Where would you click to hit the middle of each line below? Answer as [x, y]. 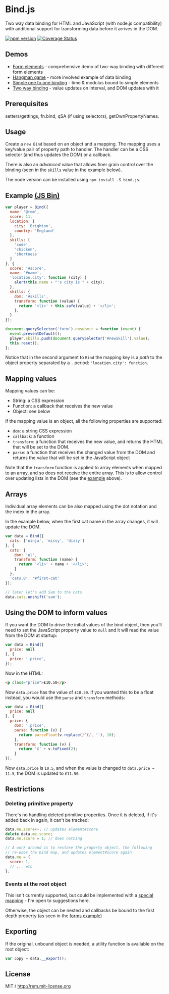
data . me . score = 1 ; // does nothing [44, 839]
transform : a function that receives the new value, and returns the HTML [88, 442]
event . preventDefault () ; [36, 334]
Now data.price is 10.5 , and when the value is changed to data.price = [80, 768]
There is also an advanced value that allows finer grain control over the [79, 165]
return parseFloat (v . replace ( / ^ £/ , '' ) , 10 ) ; [67, 735]
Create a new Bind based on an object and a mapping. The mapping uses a [83, 144]
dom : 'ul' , [26, 555]
